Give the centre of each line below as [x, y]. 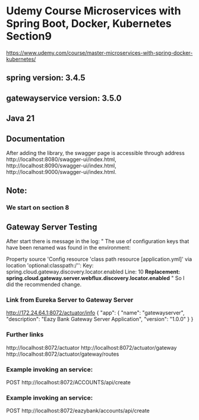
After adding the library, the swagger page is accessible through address [96, 153]
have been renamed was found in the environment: [68, 248]
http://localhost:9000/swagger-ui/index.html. [61, 172]
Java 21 [20, 118]
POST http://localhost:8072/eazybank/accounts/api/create [78, 411]
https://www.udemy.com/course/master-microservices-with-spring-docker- [99, 52]
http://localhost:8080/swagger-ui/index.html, [61, 159]
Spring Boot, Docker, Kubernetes [89, 24]
